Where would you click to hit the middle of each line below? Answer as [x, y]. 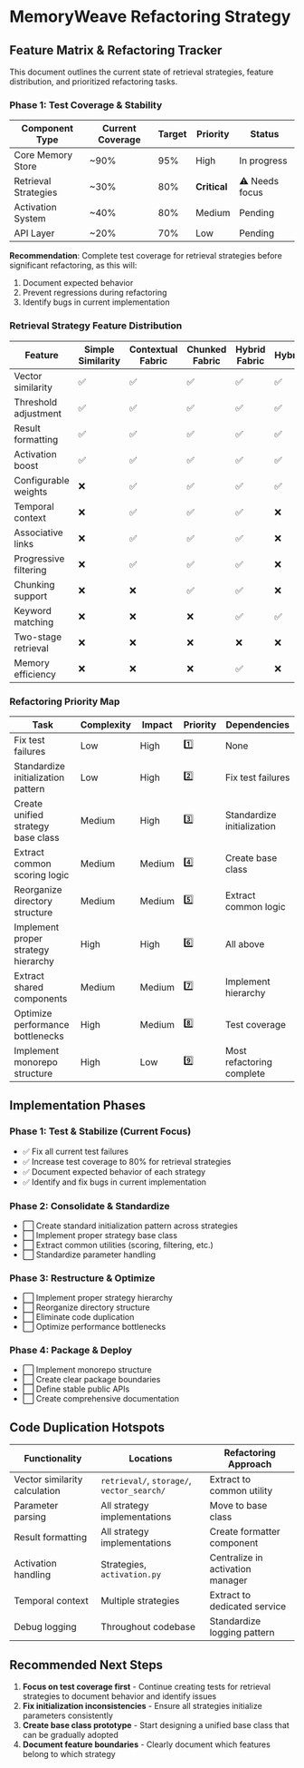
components [41, 998]
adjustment [38, 413]
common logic [256, 906]
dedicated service [248, 1607]
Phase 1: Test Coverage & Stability [86, 104]
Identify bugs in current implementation [96, 302]
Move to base [238, 1506]
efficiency [35, 674]
